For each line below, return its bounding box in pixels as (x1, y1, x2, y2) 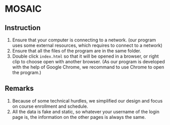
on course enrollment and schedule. (12, 103, 88, 109)
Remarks (5, 84, 34, 93)
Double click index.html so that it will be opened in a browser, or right (12, 53, 159, 59)
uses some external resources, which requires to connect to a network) (12, 42, 163, 48)
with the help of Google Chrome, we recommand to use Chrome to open (12, 64, 164, 70)
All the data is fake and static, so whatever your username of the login (12, 108, 159, 115)
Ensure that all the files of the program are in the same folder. (12, 48, 141, 54)
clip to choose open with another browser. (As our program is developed (12, 59, 165, 64)
